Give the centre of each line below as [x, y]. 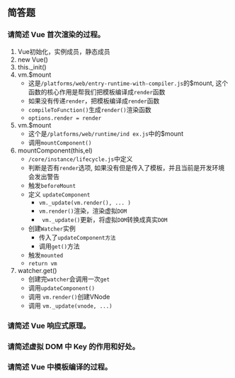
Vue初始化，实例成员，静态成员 [64, 51]
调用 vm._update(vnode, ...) [70, 305]
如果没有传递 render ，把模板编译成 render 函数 [94, 101]
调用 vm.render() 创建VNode [69, 296]
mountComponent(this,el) [55, 150]
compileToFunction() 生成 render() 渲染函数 [90, 109]
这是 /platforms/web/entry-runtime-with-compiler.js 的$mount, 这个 [128, 83]
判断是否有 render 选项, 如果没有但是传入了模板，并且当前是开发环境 [126, 167]
